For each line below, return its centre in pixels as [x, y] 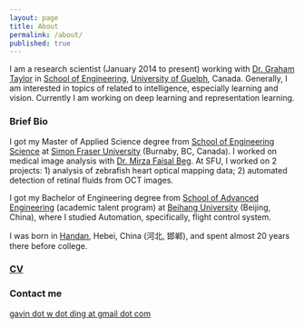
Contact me [36, 293]
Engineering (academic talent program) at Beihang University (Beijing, [140, 207]
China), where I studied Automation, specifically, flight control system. [141, 217]
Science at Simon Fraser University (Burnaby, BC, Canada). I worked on [143, 151]
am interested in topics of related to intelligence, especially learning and [144, 88]
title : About [34, 26]
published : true [40, 43]
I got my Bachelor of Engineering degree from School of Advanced [134, 197]
